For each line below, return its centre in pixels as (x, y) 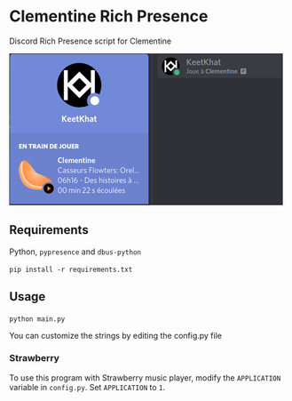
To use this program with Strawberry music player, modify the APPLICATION (145, 377)
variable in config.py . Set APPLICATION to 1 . (87, 387)
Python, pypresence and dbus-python (75, 252)
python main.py (37, 319)
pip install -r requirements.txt (71, 269)
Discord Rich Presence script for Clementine (91, 41)
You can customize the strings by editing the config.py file (115, 335)
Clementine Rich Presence (109, 16)
